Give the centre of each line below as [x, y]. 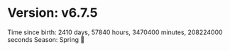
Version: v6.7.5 [53, 13]
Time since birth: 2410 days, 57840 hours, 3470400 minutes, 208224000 [115, 32]
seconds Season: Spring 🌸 [46, 39]
